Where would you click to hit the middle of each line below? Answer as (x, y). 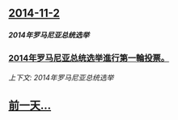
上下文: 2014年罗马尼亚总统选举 (61, 77)
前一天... (30, 106)
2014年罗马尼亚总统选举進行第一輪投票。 (89, 58)
